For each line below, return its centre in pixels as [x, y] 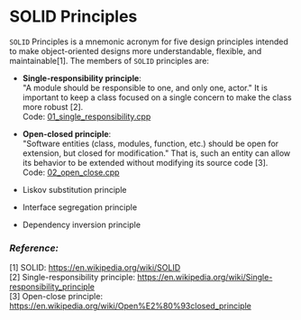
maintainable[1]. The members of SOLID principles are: [109, 60]
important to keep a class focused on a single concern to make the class [157, 97]
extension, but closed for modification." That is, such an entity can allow [156, 153]
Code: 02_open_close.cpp [71, 172]
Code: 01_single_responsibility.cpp [87, 116]
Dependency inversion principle [82, 224]
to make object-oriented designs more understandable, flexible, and [136, 50]
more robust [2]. [53, 106]
